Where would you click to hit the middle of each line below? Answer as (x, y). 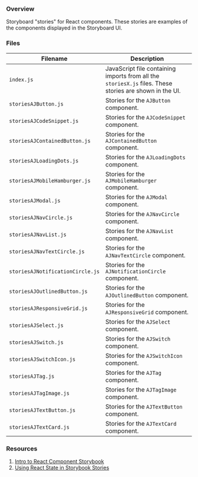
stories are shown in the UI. (143, 90)
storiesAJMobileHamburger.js (50, 181)
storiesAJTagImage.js (39, 393)
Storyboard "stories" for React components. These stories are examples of (97, 22)
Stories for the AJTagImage (141, 390)
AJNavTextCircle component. (145, 255)
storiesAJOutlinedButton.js (48, 291)
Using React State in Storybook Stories (62, 468)
